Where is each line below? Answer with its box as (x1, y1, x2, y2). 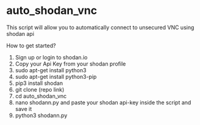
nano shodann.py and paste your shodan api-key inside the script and (15, 98, 191, 106)
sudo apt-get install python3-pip (15, 73, 97, 80)
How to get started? (6, 42, 56, 49)
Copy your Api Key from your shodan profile (15, 60, 126, 67)
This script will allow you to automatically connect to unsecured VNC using (6, 24, 195, 31)
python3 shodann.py (15, 112, 68, 119)
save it (15, 105, 32, 112)
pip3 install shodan (15, 79, 63, 87)
